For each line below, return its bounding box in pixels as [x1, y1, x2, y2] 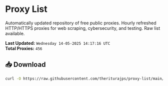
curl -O [5, 76, 21, 81]
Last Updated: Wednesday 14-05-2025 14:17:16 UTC [5, 40, 110, 46]
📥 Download [5, 61, 46, 69]
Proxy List [5, 3, 47, 15]
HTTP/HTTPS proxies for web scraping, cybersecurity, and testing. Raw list [5, 25, 160, 31]
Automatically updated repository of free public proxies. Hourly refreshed [5, 20, 156, 26]
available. [5, 30, 25, 36]
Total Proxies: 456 [5, 45, 42, 51]
